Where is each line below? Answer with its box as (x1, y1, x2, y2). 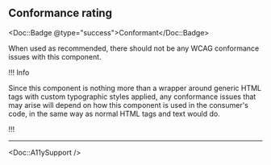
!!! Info (8, 68, 30, 77)
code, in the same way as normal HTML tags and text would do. (8, 109, 220, 118)
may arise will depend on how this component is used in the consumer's (8, 100, 248, 109)
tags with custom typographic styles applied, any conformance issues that (8, 92, 256, 101)
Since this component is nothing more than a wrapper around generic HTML (8, 83, 262, 93)
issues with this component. (8, 52, 102, 61)
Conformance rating (8, 6, 113, 20)
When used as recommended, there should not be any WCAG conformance (8, 43, 260, 53)
